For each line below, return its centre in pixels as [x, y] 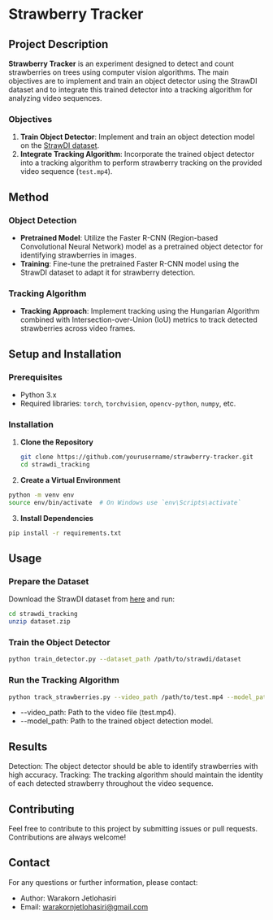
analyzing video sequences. [55, 98]
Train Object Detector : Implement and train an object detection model [137, 137]
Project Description [58, 44]
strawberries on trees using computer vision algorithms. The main [119, 72]
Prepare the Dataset [49, 581]
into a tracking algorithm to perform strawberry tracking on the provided [141, 163]
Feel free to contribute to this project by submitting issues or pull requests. [133, 829]
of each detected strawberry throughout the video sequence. [111, 783]
